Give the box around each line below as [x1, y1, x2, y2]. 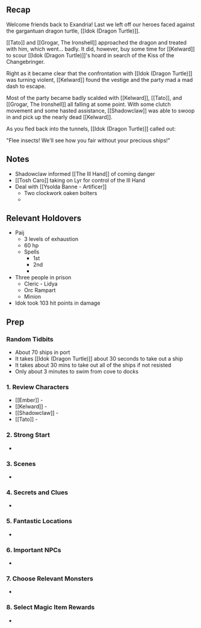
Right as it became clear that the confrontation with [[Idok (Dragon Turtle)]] [6, 69, 193, 77]
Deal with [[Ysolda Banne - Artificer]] [14, 183, 107, 190]
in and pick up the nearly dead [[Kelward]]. [6, 113, 113, 120]
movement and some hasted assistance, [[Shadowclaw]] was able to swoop [6, 107, 195, 114]
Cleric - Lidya [23, 280, 58, 288]
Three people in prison [14, 274, 72, 281]
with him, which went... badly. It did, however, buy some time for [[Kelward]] [6, 45, 195, 52]
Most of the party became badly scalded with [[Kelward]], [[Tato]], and [6, 94, 182, 101]
